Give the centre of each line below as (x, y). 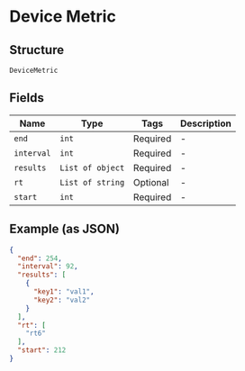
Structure (37, 50)
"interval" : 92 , (48, 267)
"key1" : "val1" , (64, 292)
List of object (92, 167)
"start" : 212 (42, 350)
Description (205, 123)
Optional (151, 182)
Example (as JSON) (64, 229)
